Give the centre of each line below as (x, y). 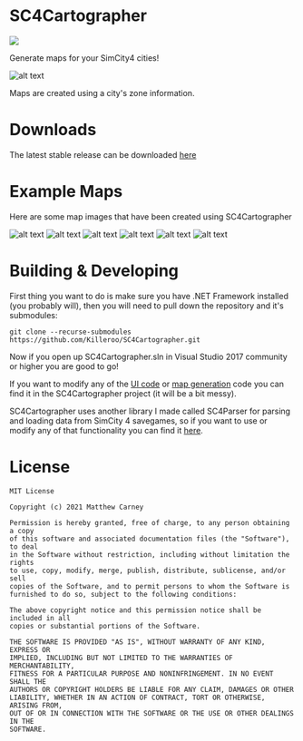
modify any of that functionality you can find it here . (107, 430)
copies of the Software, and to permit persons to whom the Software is (150, 586)
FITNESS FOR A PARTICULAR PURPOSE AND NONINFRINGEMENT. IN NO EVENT (142, 673)
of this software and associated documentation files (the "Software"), (150, 539)
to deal (24, 546)
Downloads (53, 130)
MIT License (32, 491)
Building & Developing (94, 271)
